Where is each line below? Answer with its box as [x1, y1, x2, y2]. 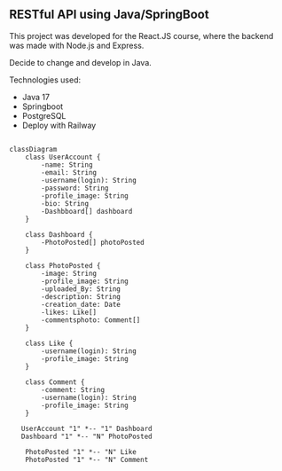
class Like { [25, 339, 74, 348]
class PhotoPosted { [25, 261, 101, 270]
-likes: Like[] [41, 308, 98, 317]
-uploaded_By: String [41, 284, 121, 294]
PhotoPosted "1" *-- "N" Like [25, 447, 137, 456]
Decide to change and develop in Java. [9, 57, 153, 67]
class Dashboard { [25, 230, 93, 239]
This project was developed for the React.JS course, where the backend [9, 30, 274, 41]
